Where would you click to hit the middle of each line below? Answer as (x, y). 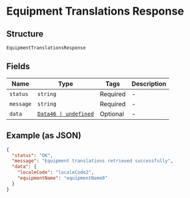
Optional (112, 114)
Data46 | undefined (66, 114)
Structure (25, 34)
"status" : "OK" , (32, 155)
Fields (18, 66)
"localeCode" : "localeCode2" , (56, 172)
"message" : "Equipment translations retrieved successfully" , (93, 161)
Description (149, 84)
